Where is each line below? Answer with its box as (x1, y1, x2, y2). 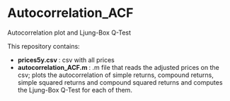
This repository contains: (7, 42, 80, 50)
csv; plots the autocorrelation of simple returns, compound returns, (17, 71, 214, 79)
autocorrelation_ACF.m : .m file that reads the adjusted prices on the (17, 63, 219, 71)
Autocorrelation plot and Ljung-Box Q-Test (7, 28, 132, 37)
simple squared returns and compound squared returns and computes (17, 78, 223, 86)
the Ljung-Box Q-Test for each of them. (17, 85, 133, 94)
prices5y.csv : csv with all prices (17, 55, 115, 64)
